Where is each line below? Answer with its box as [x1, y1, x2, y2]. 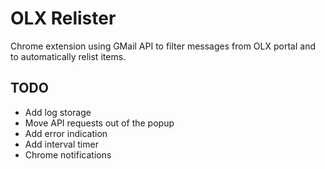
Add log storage [24, 106, 92, 118]
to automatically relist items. [10, 50, 127, 62]
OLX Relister [10, 7, 117, 30]
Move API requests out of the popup [24, 117, 175, 129]
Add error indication [24, 127, 108, 139]
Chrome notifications [24, 148, 112, 161]
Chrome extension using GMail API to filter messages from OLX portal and [10, 40, 316, 52]
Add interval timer [24, 138, 99, 150]
